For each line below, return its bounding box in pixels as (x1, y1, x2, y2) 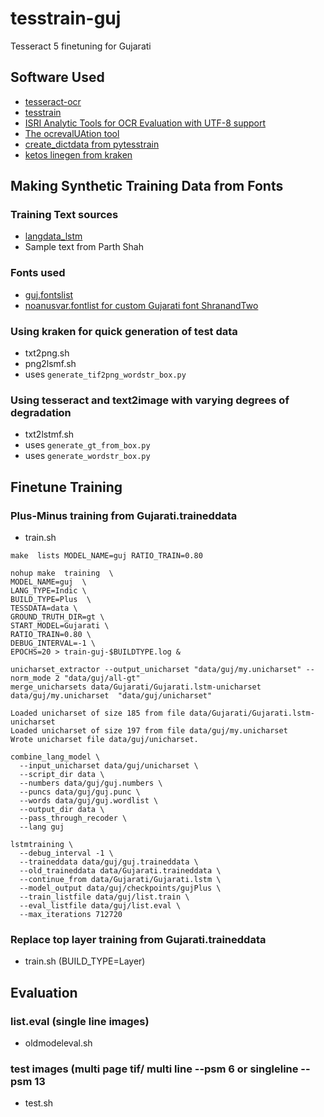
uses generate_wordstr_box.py (24, 450, 151, 462)
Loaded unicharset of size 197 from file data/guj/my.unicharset (10, 726, 288, 736)
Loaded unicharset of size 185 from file (10, 708, 186, 719)
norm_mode (10, 673, 52, 684)
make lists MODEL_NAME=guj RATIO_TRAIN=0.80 (10, 551, 203, 561)
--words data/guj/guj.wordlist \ (19, 796, 159, 806)
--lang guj (19, 822, 65, 832)
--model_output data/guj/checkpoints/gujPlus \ (19, 883, 222, 894)
